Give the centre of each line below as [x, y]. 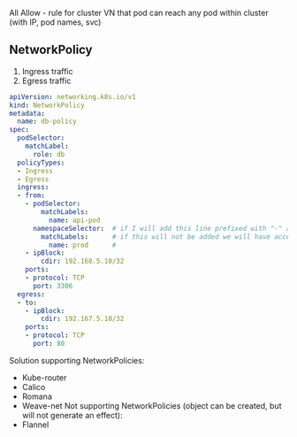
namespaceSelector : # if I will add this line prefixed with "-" [157, 228]
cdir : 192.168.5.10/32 [83, 261]
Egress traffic [46, 80]
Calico [34, 387]
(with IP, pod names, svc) [55, 22]
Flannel [35, 425]
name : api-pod [74, 220]
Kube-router [44, 377]
